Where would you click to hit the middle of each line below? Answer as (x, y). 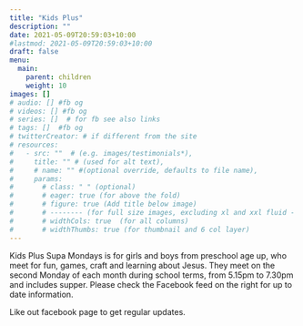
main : (28, 69)
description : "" (40, 26)
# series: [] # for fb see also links (85, 119)
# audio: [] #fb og (46, 102)
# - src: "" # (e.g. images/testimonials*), (101, 153)
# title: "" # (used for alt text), (87, 162)
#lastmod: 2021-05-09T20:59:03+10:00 (81, 43)
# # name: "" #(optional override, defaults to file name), (134, 170)
